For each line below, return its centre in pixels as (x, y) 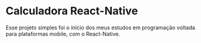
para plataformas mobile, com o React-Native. (63, 33)
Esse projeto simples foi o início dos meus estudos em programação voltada (101, 27)
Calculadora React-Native (72, 11)
